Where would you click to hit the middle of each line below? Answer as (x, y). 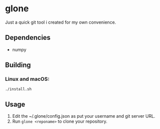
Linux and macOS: (27, 79)
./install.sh (18, 89)
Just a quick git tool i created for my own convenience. (61, 22)
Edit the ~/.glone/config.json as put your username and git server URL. (84, 116)
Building (18, 65)
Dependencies (28, 38)
